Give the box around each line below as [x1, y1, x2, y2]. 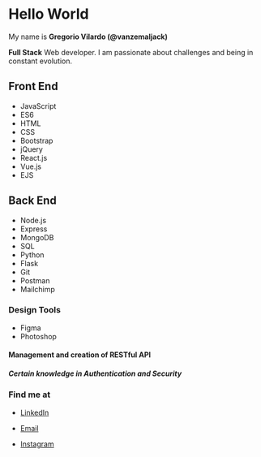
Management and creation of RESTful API [8, 350, 152, 360]
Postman [19, 275, 50, 285]
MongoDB [19, 232, 54, 242]
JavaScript [19, 101, 57, 110]
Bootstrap [19, 136, 53, 145]
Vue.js [19, 162, 42, 171]
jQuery [19, 144, 43, 154]
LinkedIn [19, 407, 49, 417]
